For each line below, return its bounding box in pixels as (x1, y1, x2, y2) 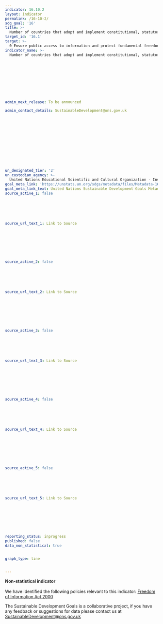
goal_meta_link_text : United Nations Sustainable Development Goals (5, 186, 147, 191)
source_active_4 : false (5, 397, 53, 402)
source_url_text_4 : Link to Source (5, 427, 77, 432)
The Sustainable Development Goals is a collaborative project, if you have (5, 603, 152, 609)
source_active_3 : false (5, 328, 53, 333)
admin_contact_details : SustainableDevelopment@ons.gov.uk (5, 108, 127, 113)
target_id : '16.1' (5, 35, 42, 39)
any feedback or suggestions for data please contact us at (5, 608, 122, 614)
